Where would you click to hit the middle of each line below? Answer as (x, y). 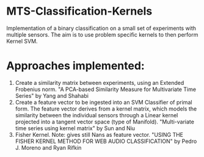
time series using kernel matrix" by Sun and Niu (75, 128)
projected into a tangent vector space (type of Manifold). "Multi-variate (104, 122)
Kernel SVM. (22, 41)
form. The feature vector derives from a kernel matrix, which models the (106, 109)
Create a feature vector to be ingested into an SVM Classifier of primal (104, 102)
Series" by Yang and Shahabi (52, 95)
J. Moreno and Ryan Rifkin (48, 147)
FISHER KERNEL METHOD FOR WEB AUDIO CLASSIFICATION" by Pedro (106, 141)
